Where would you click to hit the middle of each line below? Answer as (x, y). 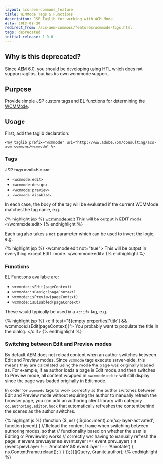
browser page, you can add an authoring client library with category (74, 401)
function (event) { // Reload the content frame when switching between (77, 426)
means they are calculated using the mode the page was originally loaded (80, 365)
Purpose (18, 89)
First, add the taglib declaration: (37, 133)
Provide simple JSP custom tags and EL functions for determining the (75, 101)
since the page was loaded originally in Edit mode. (56, 381)
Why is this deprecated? (43, 57)
